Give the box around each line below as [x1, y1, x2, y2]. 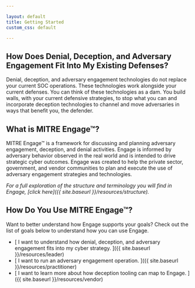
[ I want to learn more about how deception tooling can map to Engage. [14, 269, 187, 276]
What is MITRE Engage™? [6, 124, 100, 134]
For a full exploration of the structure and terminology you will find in [6, 182, 172, 189]
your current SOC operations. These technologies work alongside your [6, 83, 177, 90]
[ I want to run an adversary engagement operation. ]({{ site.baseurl [14, 257, 179, 264]
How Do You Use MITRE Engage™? [6, 205, 133, 215]
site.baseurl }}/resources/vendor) [22, 276, 104, 283]
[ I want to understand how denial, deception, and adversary [14, 238, 160, 245]
